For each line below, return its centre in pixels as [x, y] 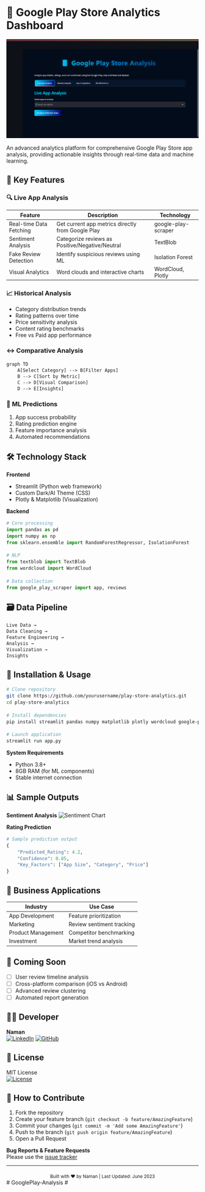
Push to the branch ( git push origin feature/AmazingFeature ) [94, 1132]
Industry [36, 907]
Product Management [36, 933]
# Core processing [30, 523]
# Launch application [34, 735]
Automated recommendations [52, 437]
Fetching [20, 230]
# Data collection [30, 581]
